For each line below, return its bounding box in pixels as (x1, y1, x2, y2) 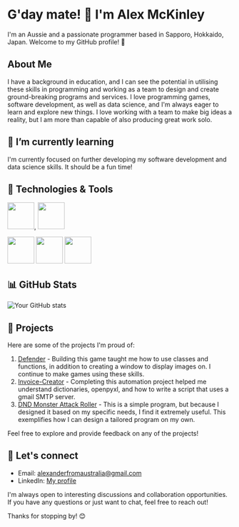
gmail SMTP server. (17, 393, 76, 401)
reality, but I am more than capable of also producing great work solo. (7, 115, 213, 124)
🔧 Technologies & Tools (7, 183, 113, 195)
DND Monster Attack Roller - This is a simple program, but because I (17, 400, 220, 408)
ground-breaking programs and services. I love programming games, (7, 92, 210, 101)
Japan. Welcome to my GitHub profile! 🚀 (7, 37, 126, 46)
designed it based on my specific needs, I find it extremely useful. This (17, 408, 226, 416)
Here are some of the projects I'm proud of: (7, 341, 136, 349)
